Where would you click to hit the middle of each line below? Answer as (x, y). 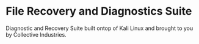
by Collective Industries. (36, 34)
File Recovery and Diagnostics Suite (99, 11)
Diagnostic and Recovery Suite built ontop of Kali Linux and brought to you (99, 28)
